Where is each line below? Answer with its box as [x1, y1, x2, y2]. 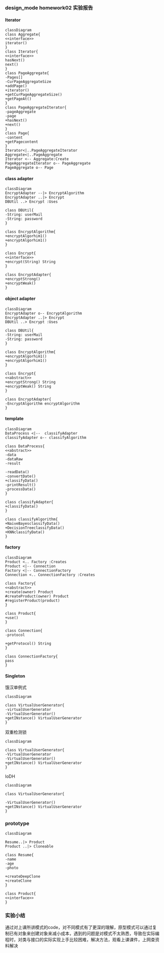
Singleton [5, 673, 25, 679]
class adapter [5, 175, 34, 181]
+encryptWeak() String [5, 384, 51, 389]
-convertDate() [5, 474, 36, 479]
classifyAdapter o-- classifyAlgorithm [5, 435, 87, 440]
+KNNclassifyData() [5, 529, 45, 535]
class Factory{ [5, 581, 36, 586]
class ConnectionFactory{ [5, 654, 58, 659]
